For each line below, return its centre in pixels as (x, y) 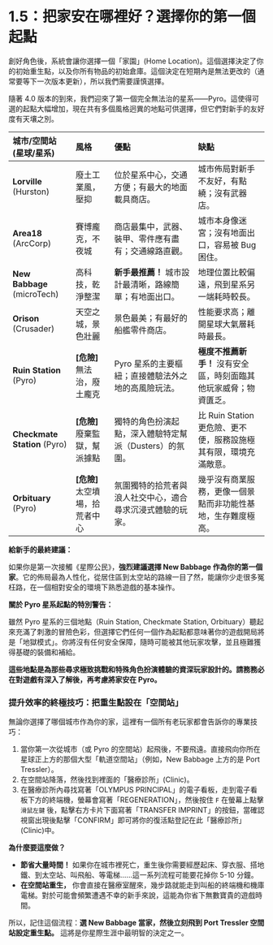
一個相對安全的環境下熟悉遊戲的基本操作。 (108, 587)
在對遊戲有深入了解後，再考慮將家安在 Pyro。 (85, 680)
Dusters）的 (154, 446)
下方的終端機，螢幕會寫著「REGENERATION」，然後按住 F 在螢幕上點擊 (145, 800)
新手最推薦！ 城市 (148, 272)
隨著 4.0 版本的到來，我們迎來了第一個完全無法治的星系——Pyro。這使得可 (134, 98)
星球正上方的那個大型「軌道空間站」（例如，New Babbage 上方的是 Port (140, 759)
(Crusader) (34, 328)
